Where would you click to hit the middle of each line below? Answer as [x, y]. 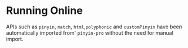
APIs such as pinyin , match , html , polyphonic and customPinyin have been [94, 27]
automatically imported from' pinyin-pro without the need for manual [90, 32]
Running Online [45, 11]
